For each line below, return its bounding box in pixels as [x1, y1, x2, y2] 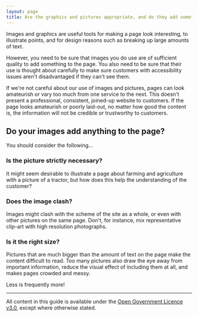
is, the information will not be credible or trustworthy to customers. [6, 109, 169, 116]
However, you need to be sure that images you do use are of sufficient [6, 54, 177, 61]
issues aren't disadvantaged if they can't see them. [6, 73, 131, 80]
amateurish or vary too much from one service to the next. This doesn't [6, 91, 180, 98]
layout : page [6, 8, 38, 15]
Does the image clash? [6, 197, 72, 205]
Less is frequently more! [6, 281, 65, 288]
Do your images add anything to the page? [6, 126, 165, 136]
